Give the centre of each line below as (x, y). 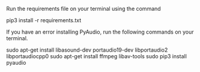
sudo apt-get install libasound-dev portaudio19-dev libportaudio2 (87, 50)
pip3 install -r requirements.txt (44, 20)
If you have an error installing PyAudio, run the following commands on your (100, 32)
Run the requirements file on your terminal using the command (83, 9)
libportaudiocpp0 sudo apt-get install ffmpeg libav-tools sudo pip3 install (97, 56)
